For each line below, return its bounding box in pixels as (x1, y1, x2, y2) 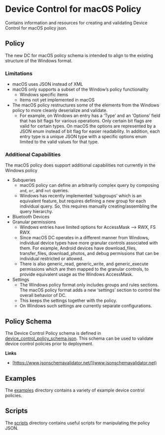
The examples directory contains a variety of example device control (5, 387, 145, 393)
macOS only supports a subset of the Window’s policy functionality (12, 86, 149, 92)
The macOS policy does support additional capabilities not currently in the (5, 162, 156, 168)
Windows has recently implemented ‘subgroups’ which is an (19, 193, 142, 199)
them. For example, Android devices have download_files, (19, 245, 137, 251)
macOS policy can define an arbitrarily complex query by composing (19, 182, 159, 188)
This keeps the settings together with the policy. (19, 297, 117, 304)
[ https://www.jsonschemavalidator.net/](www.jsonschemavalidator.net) (12, 360, 157, 366)
